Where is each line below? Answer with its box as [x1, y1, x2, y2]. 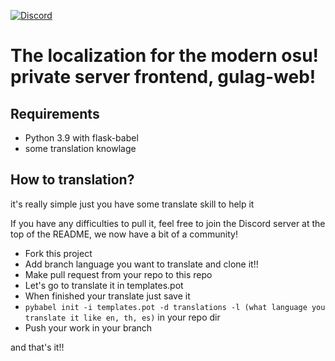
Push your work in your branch [24, 321, 153, 334]
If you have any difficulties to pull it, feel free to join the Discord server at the [10, 217, 326, 229]
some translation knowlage [24, 143, 137, 154]
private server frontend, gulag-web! [10, 66, 317, 89]
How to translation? [10, 171, 135, 189]
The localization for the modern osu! [10, 45, 320, 67]
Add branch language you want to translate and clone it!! [24, 258, 259, 270]
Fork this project [24, 247, 93, 259]
